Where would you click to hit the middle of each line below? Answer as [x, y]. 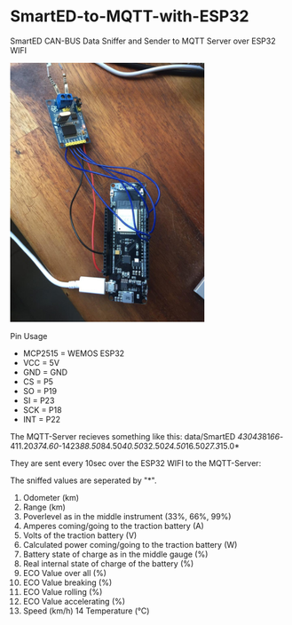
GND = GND [45, 372]
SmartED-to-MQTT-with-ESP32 [130, 16]
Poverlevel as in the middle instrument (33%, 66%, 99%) [127, 516]
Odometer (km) [51, 497]
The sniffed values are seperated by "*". [83, 480]
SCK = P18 [42, 409]
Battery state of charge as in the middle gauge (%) [115, 554]
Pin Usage [29, 336]
